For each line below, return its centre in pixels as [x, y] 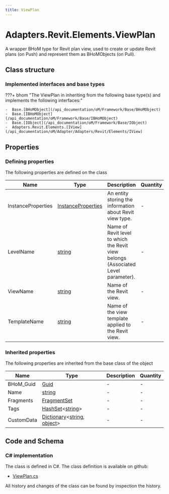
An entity [118, 193]
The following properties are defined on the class [56, 172]
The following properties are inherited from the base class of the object [79, 363]
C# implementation [29, 455]
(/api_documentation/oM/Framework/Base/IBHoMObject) [62, 119]
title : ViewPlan [22, 10]
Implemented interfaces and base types [55, 84]
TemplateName [26, 321]
